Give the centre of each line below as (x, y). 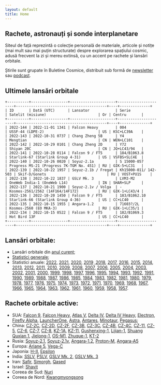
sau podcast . (18, 75)
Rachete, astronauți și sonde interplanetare (72, 34)
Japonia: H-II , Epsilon (33, 351)
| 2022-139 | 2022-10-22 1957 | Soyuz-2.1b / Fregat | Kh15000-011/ (75, 170)
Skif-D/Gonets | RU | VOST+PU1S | (85, 175)
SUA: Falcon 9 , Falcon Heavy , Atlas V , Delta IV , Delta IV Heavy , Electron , (84, 315)
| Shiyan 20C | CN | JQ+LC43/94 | (74, 149)
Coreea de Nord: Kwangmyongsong (48, 377)
